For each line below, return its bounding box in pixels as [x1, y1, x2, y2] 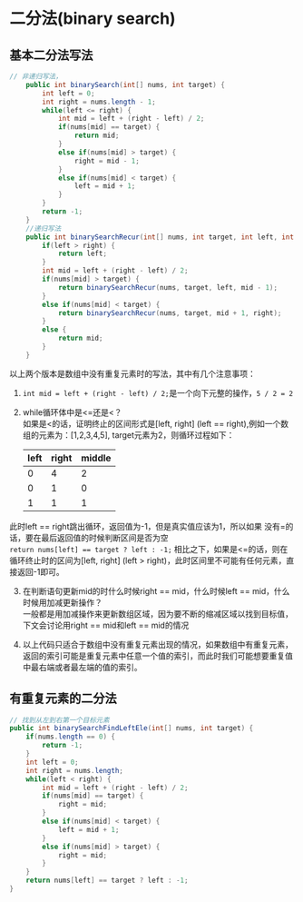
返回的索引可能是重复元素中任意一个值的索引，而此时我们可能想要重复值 [22, 650, 293, 661]
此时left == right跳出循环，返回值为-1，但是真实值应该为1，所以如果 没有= [9, 520, 286, 531]
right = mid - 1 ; [73, 156, 141, 165]
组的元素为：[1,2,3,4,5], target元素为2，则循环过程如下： [22, 429, 235, 441]
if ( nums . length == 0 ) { [25, 732, 116, 741]
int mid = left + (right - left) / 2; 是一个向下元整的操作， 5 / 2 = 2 [22, 387, 293, 398]
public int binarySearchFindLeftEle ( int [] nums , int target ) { [9, 724, 254, 733]
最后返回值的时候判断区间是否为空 [40, 532, 169, 543]
